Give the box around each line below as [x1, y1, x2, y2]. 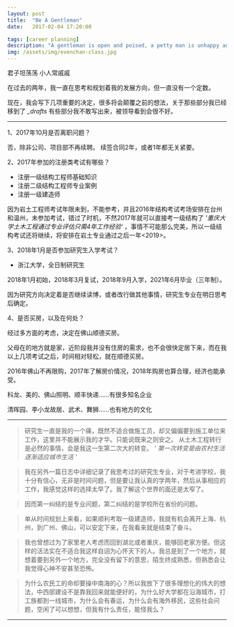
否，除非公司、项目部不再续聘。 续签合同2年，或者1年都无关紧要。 [7, 144, 198, 151]
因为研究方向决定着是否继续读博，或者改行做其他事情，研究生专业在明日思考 [7, 291, 227, 298]
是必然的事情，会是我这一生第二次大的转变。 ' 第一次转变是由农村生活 [24, 444, 225, 452]
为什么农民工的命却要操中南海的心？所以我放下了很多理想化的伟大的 [24, 579, 220, 587]
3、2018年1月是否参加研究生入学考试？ [7, 246, 120, 254]
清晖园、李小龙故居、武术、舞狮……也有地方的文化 [7, 405, 153, 413]
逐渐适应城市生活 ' [24, 453, 77, 460]
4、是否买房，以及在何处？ [7, 314, 85, 322]
